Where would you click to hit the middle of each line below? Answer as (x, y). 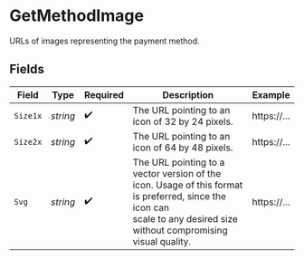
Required (104, 94)
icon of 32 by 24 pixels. (183, 121)
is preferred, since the (179, 196)
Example (271, 94)
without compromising (180, 230)
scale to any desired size (185, 218)
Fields (27, 69)
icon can (151, 207)
